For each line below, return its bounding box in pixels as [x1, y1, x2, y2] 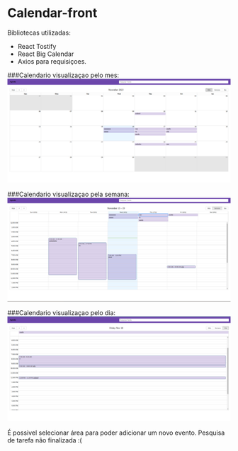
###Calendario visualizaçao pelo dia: [7, 309, 115, 317]
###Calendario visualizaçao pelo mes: [7, 71, 119, 79]
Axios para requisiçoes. [17, 57, 87, 65]
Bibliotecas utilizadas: [7, 28, 71, 37]
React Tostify [17, 42, 57, 50]
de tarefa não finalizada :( [7, 435, 83, 444]
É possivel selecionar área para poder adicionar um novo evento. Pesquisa [7, 428, 225, 437]
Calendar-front [7, 5, 98, 21]
